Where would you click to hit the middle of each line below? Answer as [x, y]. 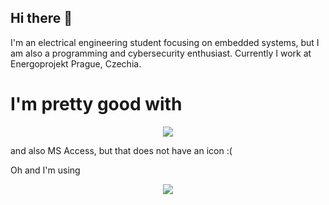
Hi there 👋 [41, 18]
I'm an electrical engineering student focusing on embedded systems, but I [165, 42]
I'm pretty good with [96, 104]
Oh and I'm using [45, 170]
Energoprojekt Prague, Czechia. [76, 63]
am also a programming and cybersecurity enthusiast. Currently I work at [161, 53]
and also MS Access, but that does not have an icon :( [121, 150]
